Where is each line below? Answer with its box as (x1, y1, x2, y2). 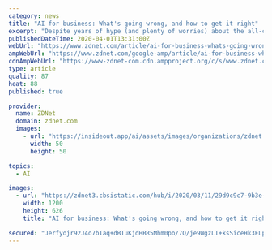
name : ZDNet (15, 110, 57, 118)
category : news (8, 11, 60, 20)
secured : (8, 229, 38, 237)
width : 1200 (23, 200, 63, 208)
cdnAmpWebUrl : (8, 58, 57, 66)
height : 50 (29, 147, 67, 155)
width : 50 (29, 140, 63, 148)
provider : (8, 102, 42, 110)
